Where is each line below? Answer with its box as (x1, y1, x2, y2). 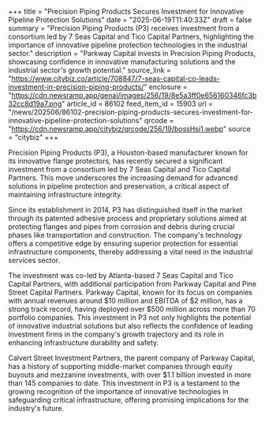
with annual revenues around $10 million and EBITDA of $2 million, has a (8, 296, 243, 305)
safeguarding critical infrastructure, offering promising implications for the (8, 395, 249, 404)
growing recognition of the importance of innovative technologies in (8, 387, 229, 396)
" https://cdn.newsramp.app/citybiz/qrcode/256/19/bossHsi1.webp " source (8, 124, 251, 133)
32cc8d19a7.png (8, 99, 62, 108)
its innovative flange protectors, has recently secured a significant (8, 156, 223, 165)
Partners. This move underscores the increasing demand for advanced (8, 173, 238, 182)
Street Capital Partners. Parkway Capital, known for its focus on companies (8, 288, 253, 297)
